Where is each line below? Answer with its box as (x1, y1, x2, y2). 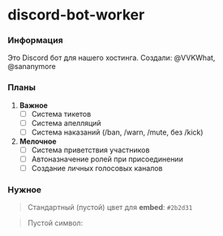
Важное (19, 100, 48, 110)
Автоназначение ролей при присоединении (31, 154, 183, 164)
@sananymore (7, 62, 56, 71)
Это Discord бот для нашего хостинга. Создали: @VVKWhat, (7, 53, 216, 62)
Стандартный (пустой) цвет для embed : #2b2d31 (27, 203, 193, 212)
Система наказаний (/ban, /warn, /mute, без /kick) (31, 127, 204, 137)
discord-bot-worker (7, 6, 145, 24)
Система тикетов (31, 109, 92, 118)
